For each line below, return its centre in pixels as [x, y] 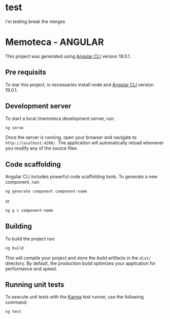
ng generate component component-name [46, 191]
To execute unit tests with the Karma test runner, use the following [74, 297]
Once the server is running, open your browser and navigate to [71, 137]
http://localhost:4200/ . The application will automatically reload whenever [84, 143]
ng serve [14, 128]
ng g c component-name [29, 211]
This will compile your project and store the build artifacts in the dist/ [78, 258]
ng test [13, 312]
